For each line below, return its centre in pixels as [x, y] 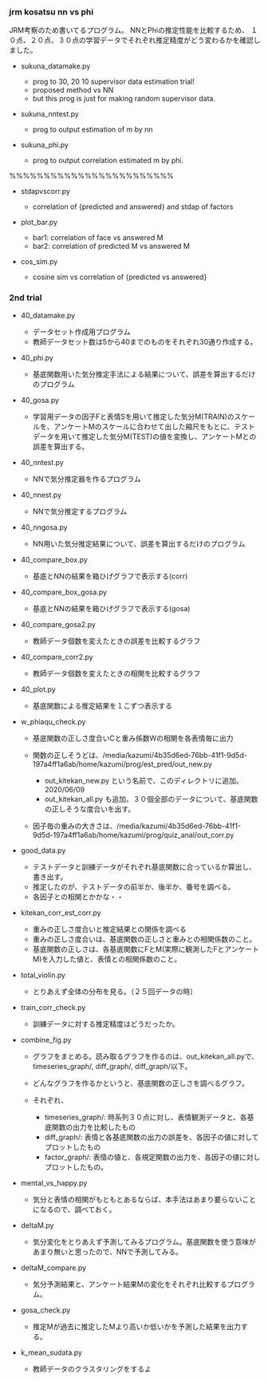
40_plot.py [38, 689]
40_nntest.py [42, 462]
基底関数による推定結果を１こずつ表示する [102, 705]
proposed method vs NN [73, 90]
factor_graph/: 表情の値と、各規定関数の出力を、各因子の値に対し [152, 1157]
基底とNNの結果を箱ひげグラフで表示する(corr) [110, 576]
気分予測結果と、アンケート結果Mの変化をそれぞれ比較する [130, 1284]
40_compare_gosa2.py [58, 624]
